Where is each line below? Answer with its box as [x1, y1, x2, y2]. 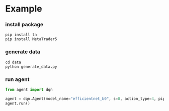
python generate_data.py [5, 64, 57, 69]
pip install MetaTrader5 [5, 37, 57, 42]
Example [5, 3, 42, 15]
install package [5, 21, 44, 28]
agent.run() [5, 101, 30, 106]
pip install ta [5, 32, 37, 38]
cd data [5, 60, 22, 65]
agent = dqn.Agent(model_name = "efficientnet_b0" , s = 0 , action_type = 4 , [5, 96, 156, 101]
